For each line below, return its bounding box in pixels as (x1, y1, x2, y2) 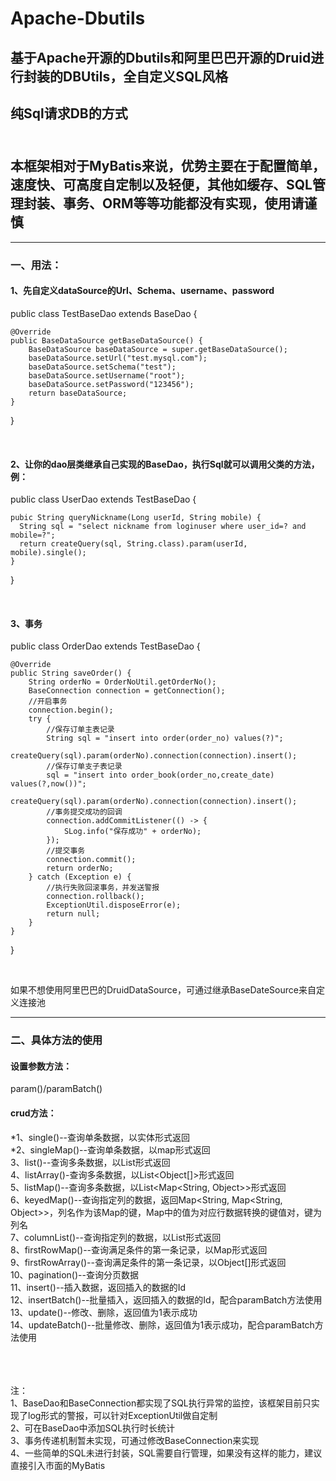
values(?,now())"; (10, 779, 87, 789)
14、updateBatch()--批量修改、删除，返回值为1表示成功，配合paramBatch (10, 1318, 315, 1331)
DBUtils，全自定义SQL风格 (62, 68, 229, 85)
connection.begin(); (28, 705, 114, 716)
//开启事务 (28, 697, 68, 707)
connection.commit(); (46, 855, 137, 865)
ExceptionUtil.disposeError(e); (46, 900, 182, 911)
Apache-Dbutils (10, 7, 146, 30)
